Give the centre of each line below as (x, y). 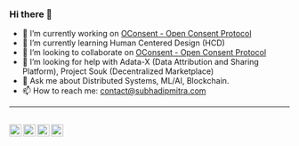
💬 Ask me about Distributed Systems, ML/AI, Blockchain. (125, 81)
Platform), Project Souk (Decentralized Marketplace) (118, 71)
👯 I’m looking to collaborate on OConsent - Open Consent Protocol (144, 53)
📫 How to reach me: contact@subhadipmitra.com (114, 91)
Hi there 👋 (31, 14)
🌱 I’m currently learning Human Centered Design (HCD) (123, 43)
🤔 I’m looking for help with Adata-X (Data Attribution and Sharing (141, 62)
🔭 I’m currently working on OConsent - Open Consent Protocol (137, 34)
